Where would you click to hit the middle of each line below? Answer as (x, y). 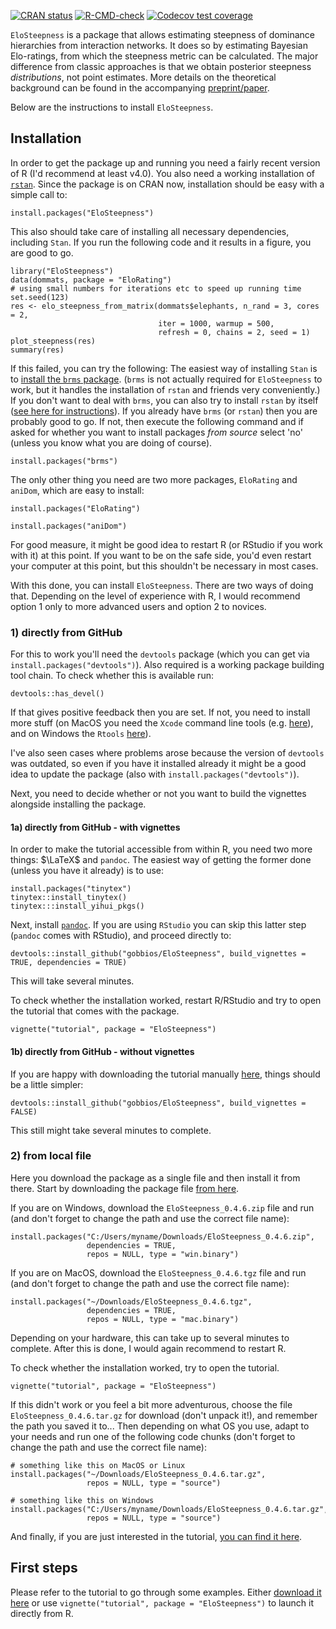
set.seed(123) (40, 297)
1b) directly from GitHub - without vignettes (102, 1051)
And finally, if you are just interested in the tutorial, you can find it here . (156, 1536)
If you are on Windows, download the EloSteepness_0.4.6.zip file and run (162, 1207)
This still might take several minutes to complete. (111, 1130)
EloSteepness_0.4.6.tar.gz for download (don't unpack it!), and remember (164, 1415)
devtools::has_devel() (57, 694)
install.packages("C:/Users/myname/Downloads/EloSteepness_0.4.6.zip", (162, 1236)
